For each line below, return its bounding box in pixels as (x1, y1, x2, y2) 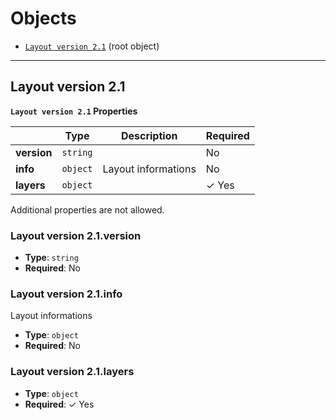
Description (120, 128, 178, 142)
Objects (10, 7, 77, 30)
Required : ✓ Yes (24, 398, 95, 410)
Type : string (24, 252, 79, 264)
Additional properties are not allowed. (10, 203, 165, 216)
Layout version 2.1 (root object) (24, 40, 160, 52)
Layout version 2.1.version (10, 228, 142, 242)
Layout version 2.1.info (10, 287, 123, 301)
